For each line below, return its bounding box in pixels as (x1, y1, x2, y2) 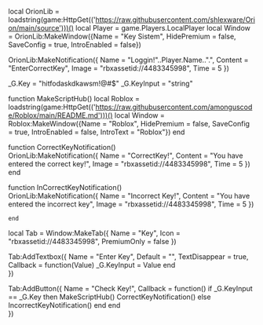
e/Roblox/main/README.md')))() (8, 111, 113, 120)
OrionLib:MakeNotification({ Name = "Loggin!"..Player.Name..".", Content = (8, 55, 249, 64)
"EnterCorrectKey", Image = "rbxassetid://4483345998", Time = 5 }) (8, 64, 230, 73)
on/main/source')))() (8, 24, 75, 32)
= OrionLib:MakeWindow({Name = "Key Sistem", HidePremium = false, (8, 31, 237, 41)
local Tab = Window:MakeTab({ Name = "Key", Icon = (8, 228, 181, 238)
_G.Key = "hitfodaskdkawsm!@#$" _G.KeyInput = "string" (8, 79, 194, 88)
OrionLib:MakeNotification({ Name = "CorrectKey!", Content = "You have (8, 151, 243, 160)
